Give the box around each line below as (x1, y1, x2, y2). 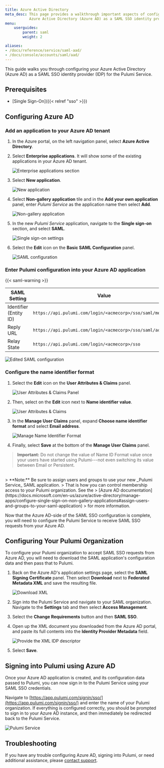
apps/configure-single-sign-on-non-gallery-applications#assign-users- (5, 497, 150, 503)
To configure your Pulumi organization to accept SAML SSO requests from (5, 550, 155, 556)
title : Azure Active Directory (5, 7, 69, 12)
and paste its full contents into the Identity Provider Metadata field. (12, 628, 149, 635)
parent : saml (22, 30, 49, 35)
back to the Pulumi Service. (5, 716, 61, 721)
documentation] (120, 487, 153, 493)
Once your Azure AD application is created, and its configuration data (5, 675, 145, 681)
